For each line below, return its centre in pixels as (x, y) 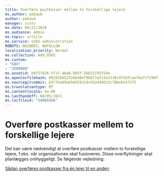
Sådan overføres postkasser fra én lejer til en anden (57, 169)
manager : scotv (20, 23)
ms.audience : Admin (25, 32)
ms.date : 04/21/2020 (26, 28)
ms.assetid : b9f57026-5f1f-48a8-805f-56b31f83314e (58, 73)
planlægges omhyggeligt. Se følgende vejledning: (55, 159)
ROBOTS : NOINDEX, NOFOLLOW (32, 46)
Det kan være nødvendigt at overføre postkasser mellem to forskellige (75, 149)
